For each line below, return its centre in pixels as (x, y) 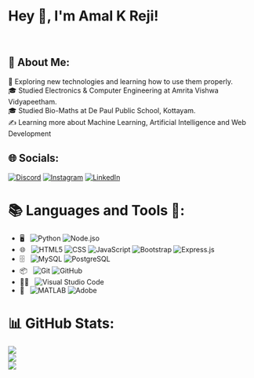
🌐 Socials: (34, 158)
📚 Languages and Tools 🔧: (97, 210)
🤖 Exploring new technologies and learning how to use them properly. (121, 81)
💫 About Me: (39, 62)
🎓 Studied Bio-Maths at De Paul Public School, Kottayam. (102, 110)
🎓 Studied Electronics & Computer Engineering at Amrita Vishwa (114, 90)
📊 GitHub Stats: (62, 323)
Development (30, 134)
